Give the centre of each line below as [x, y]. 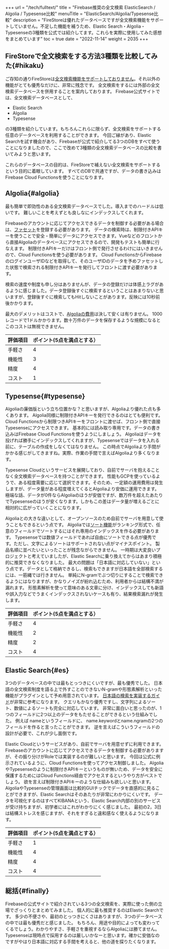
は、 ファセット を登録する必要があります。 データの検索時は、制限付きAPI [82, 229]
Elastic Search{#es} [37, 670]
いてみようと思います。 [29, 154]
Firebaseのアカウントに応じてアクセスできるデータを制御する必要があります [84, 750]
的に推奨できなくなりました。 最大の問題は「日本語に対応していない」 [78, 562]
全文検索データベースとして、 [45, 98]
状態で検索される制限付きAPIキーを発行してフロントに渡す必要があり [81, 267]
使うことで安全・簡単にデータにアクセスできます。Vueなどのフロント [86, 236]
